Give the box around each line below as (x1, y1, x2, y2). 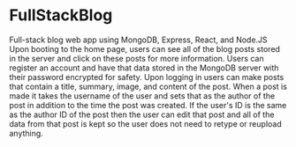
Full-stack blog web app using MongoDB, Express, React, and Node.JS (9, 34, 268, 45)
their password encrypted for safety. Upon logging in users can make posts (9, 71, 285, 82)
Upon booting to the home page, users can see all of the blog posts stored (9, 43, 281, 54)
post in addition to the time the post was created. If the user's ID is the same (9, 99, 287, 110)
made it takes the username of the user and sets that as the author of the (9, 90, 276, 101)
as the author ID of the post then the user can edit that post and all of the (9, 109, 275, 120)
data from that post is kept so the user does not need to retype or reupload (9, 118, 282, 129)
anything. (9, 128, 44, 138)
